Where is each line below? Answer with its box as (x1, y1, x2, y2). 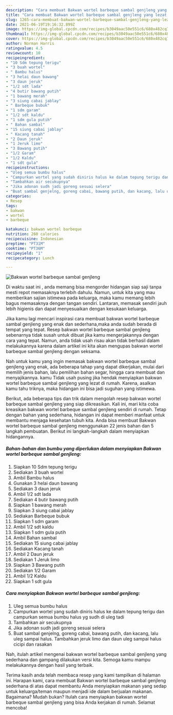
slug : (6, 17, 17, 22)
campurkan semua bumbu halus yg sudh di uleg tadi (13, 614, 125, 620)
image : (6, 27, 20, 32)
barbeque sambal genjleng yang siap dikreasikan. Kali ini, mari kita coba (6, 401, 159, 407)
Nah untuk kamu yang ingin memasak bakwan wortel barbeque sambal (6, 358, 156, 364)
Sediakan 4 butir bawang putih (13, 496, 79, 503)
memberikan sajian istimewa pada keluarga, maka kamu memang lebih (6, 295, 156, 301)
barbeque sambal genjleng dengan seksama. (6, 349, 102, 355)
